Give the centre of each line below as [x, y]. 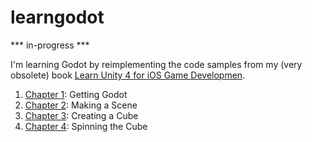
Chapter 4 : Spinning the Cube [86, 126]
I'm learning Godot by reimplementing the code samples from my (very [156, 64]
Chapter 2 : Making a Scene [81, 105]
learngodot [57, 17]
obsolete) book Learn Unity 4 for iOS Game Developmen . [128, 75]
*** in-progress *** [50, 45]
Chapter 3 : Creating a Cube [81, 115]
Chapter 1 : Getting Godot [76, 94]
